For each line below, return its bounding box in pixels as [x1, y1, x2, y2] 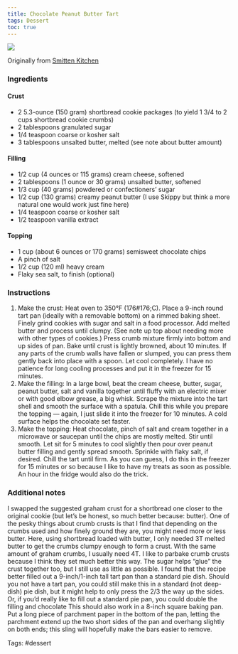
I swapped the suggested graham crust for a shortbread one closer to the [7, 504, 222, 513]
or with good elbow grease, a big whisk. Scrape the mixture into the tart [17, 395, 228, 403]
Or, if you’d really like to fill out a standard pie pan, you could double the [7, 594, 218, 603]
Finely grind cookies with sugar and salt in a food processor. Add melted [17, 319, 230, 328]
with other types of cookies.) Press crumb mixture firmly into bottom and [17, 334, 231, 343]
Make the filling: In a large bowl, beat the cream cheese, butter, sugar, [17, 380, 222, 388]
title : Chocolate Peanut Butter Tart [7, 10, 119, 18]
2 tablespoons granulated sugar [17, 122, 112, 132]
